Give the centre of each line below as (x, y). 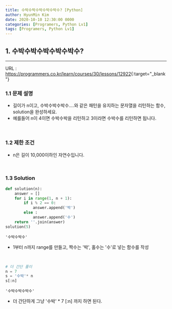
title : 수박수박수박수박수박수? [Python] (44, 10)
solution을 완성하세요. (35, 112)
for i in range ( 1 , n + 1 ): (43, 198)
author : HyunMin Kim (27, 15)
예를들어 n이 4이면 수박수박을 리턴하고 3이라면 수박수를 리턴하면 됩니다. (84, 118)
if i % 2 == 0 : (40, 203)
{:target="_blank (148, 74)
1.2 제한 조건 (20, 142)
